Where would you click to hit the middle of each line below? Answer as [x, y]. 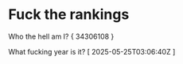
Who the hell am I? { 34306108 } [61, 36]
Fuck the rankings [69, 15]
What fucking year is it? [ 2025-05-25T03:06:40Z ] [92, 51]
